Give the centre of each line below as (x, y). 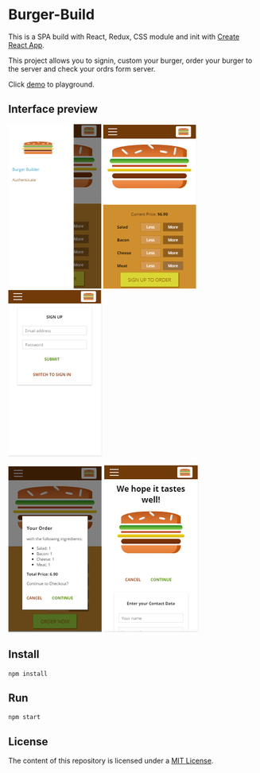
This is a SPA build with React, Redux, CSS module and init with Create (124, 37)
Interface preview (53, 109)
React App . (27, 44)
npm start (25, 717)
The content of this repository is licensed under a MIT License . (111, 761)
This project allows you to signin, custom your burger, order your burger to (130, 60)
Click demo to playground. (52, 84)
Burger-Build (52, 15)
